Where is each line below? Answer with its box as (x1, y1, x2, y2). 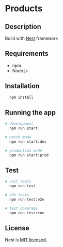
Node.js (12, 67, 28, 73)
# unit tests (5, 179, 31, 184)
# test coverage (5, 206, 38, 211)
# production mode (5, 148, 42, 153)
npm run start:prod (9, 153, 49, 157)
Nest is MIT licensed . (5, 237, 47, 243)
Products (5, 3, 43, 14)
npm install (9, 95, 34, 100)
